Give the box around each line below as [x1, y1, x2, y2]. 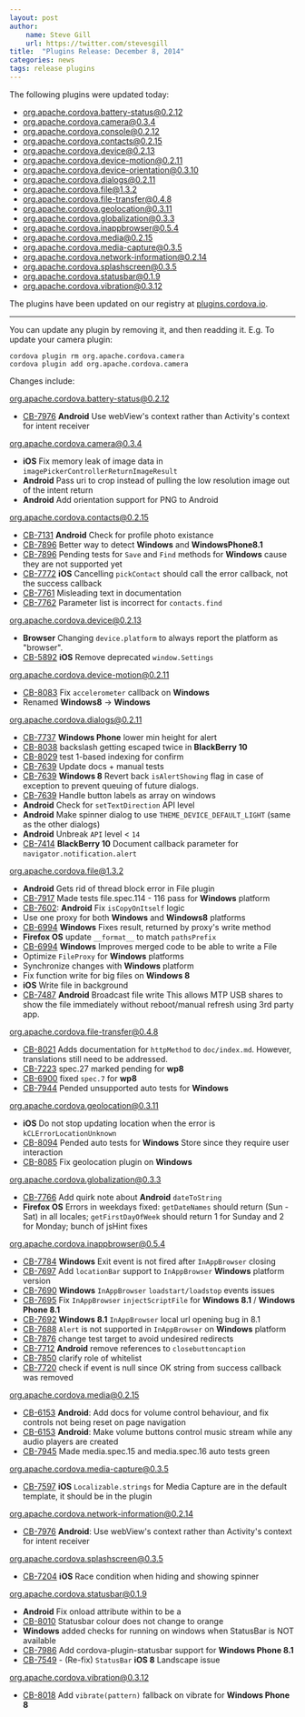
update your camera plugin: [9, 334, 113, 345]
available [22, 1634, 56, 1646]
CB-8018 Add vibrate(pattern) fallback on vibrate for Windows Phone [22, 1689, 290, 1701]
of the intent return [22, 484, 93, 496]
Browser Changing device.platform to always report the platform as [22, 632, 279, 643]
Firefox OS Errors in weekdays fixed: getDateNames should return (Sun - [22, 1201, 289, 1212]
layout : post [9, 13, 59, 23]
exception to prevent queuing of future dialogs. [22, 779, 200, 791]
